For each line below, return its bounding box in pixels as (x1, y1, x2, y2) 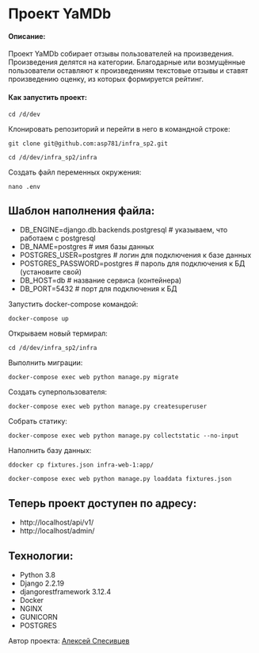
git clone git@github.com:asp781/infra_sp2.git (8, 140, 169, 148)
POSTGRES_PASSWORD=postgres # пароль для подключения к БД (19, 259, 246, 268)
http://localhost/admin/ (19, 526, 95, 536)
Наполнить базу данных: (8, 446, 92, 455)
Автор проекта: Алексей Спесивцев (8, 636, 130, 646)
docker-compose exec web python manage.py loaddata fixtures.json (8, 475, 232, 483)
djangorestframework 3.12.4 (19, 587, 112, 597)
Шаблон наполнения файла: (8, 204, 155, 217)
